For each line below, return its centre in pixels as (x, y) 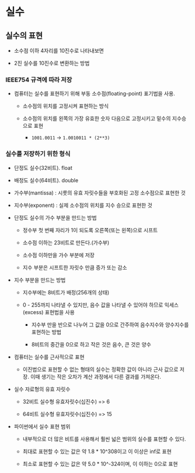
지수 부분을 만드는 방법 (40, 280)
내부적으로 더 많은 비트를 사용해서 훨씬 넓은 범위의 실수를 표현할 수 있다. (104, 439)
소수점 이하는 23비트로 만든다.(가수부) (66, 242)
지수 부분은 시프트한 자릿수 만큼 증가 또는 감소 (75, 267)
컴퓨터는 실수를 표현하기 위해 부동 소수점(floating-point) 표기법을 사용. (95, 94)
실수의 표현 (24, 35)
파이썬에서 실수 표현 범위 (42, 426)
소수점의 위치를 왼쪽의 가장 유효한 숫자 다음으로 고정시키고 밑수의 (97, 118)
